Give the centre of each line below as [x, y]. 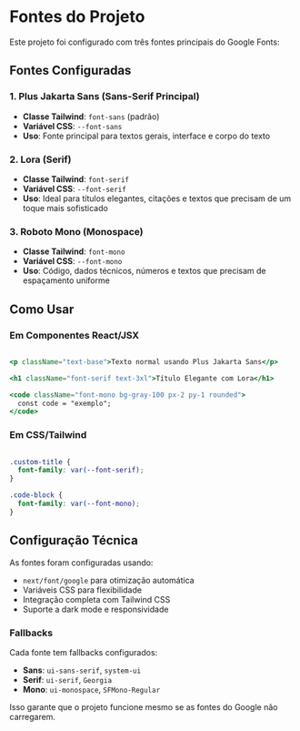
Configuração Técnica [74, 540]
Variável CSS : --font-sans [72, 126]
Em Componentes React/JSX [74, 335]
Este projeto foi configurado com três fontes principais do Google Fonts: [145, 42]
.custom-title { [40, 462]
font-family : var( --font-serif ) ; [81, 471]
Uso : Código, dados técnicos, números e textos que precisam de [144, 271]
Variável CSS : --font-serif [75, 188]
